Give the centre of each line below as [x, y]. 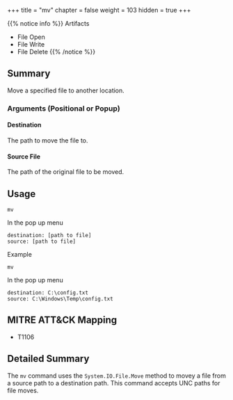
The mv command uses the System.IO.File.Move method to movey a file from [116, 376]
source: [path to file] [42, 241]
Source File [24, 157]
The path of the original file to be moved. [66, 172]
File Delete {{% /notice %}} [56, 52]
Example [20, 254]
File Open [31, 37]
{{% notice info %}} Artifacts [48, 23]
